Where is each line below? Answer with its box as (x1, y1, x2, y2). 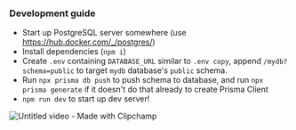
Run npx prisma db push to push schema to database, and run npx (21, 75, 264, 85)
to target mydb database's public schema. (76, 65, 228, 76)
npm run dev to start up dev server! (21, 93, 150, 104)
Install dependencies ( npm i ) (21, 46, 127, 57)
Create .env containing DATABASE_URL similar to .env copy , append (21, 56, 262, 67)
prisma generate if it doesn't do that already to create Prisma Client (21, 84, 268, 95)
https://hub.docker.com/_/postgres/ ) (21, 37, 156, 47)
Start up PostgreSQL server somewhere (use (21, 28, 187, 38)
